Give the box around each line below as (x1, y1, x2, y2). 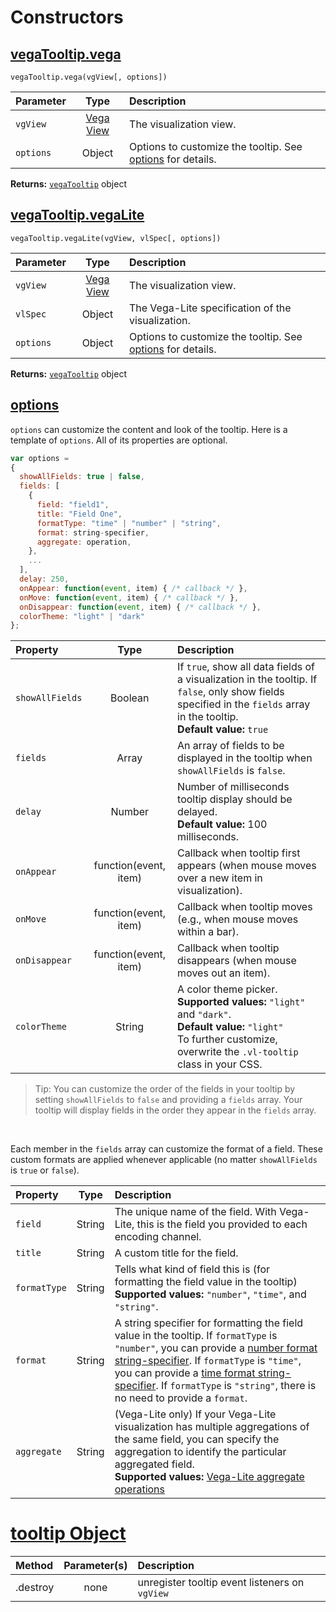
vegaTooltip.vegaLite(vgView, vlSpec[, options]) (10, 233, 222, 243)
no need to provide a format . (114, 1391, 248, 1405)
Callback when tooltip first (177, 846, 301, 860)
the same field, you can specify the (114, 1432, 280, 1446)
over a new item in (177, 871, 263, 885)
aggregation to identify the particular (114, 1445, 287, 1459)
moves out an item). (177, 966, 271, 980)
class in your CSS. (177, 1057, 263, 1071)
